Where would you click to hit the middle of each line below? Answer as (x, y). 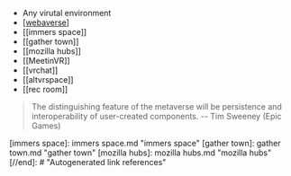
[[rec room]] (45, 89)
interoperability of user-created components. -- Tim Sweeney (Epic (156, 116)
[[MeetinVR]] (46, 61)
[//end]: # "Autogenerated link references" (88, 162)
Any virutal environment (67, 13)
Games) (46, 126)
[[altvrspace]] (48, 79)
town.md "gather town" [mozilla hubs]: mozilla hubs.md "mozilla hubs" (141, 153)
